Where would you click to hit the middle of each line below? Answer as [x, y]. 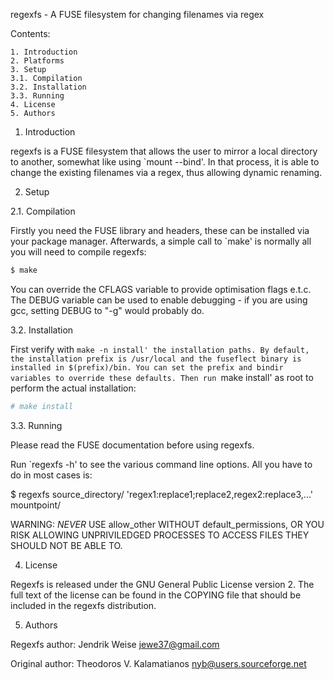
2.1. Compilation [43, 211]
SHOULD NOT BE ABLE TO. [66, 545]
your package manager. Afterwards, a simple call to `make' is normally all [161, 241]
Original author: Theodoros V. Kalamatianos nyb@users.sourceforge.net [158, 663]
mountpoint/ [36, 505]
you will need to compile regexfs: [78, 252]
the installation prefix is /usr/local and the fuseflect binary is [156, 359]
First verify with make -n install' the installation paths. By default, [160, 349]
